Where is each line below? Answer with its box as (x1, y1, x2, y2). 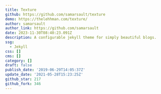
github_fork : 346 (5, 81, 41, 86)
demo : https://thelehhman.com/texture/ (5, 16, 88, 21)
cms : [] (5, 53, 21, 59)
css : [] (5, 49, 21, 54)
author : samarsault (5, 21, 46, 26)
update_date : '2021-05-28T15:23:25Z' (5, 72, 83, 77)
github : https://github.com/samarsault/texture (5, 12, 106, 17)
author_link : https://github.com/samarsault (5, 26, 99, 31)
